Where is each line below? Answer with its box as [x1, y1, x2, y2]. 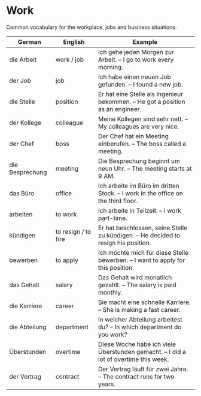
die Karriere [9, 302, 42, 310]
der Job [9, 76, 31, 85]
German [17, 37, 42, 46]
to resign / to [56, 227, 92, 236]
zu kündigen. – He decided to [98, 231, 181, 239]
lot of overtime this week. [98, 355, 169, 364]
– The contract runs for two [98, 372, 175, 380]
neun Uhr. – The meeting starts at [98, 164, 192, 172]
